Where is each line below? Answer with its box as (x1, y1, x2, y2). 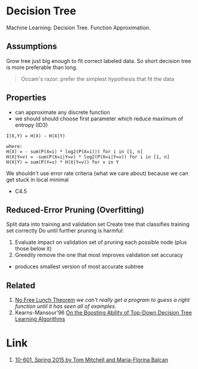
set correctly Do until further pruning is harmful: (6, 227, 124, 234)
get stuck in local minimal (6, 176, 69, 183)
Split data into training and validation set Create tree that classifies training (6, 220, 190, 228)
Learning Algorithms (14, 316, 66, 323)
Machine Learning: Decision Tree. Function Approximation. (6, 24, 151, 31)
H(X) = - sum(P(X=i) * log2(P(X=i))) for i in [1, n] (6, 149, 144, 155)
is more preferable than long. (6, 63, 78, 71)
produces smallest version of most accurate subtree (14, 263, 144, 270)
